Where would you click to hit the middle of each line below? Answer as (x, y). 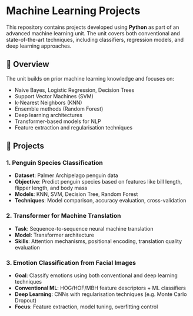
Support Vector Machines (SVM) (54, 96)
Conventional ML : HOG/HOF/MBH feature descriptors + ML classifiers (100, 288)
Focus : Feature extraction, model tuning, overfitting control (86, 307)
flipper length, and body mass (51, 188)
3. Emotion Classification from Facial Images (71, 262)
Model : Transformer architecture (54, 235)
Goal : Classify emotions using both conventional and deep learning (96, 275)
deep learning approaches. (39, 46)
